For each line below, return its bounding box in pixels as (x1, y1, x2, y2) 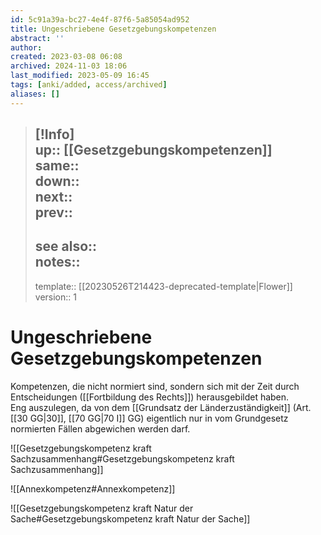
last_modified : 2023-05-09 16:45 (10, 71, 150, 81)
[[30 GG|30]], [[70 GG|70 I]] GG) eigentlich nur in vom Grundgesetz (10, 412, 289, 424)
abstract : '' (10, 33, 65, 43)
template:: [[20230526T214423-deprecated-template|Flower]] (34, 280, 293, 292)
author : (10, 42, 43, 53)
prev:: (34, 204, 73, 221)
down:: (34, 173, 80, 190)
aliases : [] (10, 89, 60, 99)
